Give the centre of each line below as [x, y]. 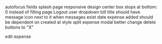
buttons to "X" [19, 27]
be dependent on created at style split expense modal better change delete [81, 22]
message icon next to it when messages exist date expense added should [79, 17]
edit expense [18, 36]
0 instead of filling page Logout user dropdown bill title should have [72, 12]
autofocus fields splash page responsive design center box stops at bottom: [81, 7]
